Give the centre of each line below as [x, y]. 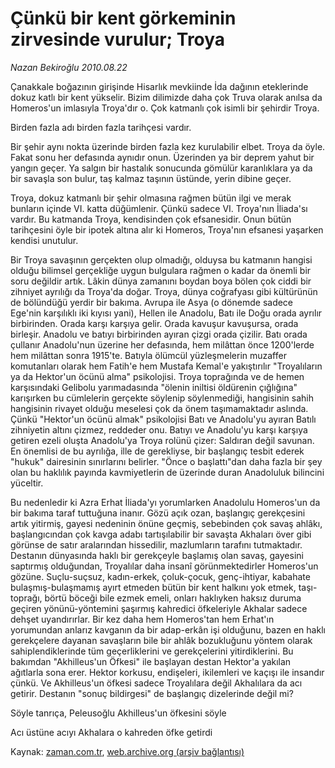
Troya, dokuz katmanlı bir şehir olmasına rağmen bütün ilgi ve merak [151, 198]
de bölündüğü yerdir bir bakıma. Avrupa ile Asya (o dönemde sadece [152, 302]
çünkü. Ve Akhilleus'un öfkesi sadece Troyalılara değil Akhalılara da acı [156, 683]
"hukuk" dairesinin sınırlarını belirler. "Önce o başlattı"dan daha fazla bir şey [166, 461]
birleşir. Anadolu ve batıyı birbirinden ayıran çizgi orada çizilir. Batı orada [159, 334]
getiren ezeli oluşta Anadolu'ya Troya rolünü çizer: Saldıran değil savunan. [162, 440]
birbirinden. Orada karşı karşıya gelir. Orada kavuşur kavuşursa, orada [154, 323]
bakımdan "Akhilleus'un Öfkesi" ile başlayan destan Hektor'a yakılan [151, 661]
